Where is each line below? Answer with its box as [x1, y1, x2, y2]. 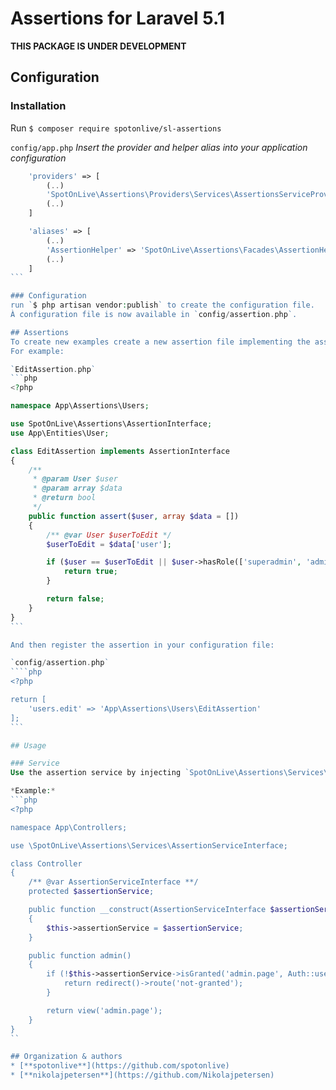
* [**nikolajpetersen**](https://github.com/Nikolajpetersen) [10, 1070, 275, 1081]
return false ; [46, 594, 105, 604]
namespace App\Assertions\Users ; [10, 401, 150, 411]
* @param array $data [32, 483, 123, 494]
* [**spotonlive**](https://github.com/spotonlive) [10, 1061, 230, 1071]
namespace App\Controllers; [10, 822, 128, 832]
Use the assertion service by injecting [10, 768, 182, 778]
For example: [10, 346, 65, 356]
